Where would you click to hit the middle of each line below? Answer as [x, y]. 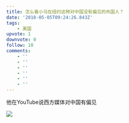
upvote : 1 [19, 34]
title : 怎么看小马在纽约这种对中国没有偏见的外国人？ [65, 12]
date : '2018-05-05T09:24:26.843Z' [50, 17]
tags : [13, 23]
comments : [19, 51]
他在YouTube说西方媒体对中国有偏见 [52, 102]
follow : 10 [20, 46]
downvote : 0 [21, 40]
